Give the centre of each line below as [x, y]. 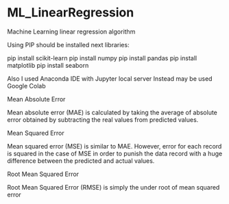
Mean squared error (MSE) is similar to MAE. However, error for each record [114, 146]
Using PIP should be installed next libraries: [68, 44]
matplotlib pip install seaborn [48, 65]
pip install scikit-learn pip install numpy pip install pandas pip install [102, 58]
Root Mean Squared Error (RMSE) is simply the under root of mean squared [113, 187]
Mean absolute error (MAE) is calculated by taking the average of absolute [112, 112]
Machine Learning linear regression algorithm [71, 31]
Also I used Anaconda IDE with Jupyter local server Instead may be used [110, 78]
